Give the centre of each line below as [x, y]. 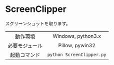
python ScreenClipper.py [77, 55]
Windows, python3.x [77, 36]
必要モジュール [25, 46]
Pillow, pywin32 [77, 45]
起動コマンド [25, 55]
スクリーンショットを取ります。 [38, 23]
